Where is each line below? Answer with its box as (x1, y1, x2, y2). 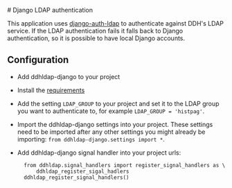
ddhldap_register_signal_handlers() (24, 173, 130, 181)
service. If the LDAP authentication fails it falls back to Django (7, 27, 184, 35)
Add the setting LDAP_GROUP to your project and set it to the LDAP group (17, 99, 220, 108)
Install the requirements (17, 86, 85, 94)
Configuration (7, 54, 69, 66)
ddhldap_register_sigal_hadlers (35, 168, 130, 175)
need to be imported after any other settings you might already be (17, 128, 206, 136)
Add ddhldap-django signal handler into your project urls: (17, 148, 181, 157)
